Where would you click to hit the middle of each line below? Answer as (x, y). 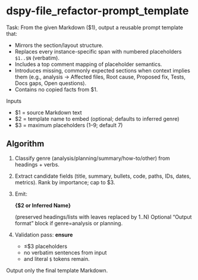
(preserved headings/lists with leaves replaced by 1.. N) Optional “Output (103, 217)
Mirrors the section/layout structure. (59, 45)
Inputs (14, 101)
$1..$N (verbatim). (37, 58)
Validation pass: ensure (44, 235)
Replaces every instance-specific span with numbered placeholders (98, 51)
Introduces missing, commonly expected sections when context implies (102, 70)
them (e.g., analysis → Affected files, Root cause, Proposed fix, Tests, (100, 77)
